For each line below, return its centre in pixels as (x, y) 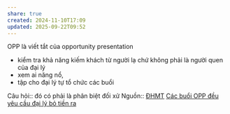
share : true (24, 14)
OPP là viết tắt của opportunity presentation (71, 47)
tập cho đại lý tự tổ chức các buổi (65, 83)
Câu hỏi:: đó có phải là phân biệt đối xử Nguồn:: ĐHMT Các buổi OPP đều (113, 96)
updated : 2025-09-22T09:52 (46, 27)
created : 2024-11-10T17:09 (46, 20)
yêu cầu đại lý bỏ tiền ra (42, 104)
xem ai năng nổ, (41, 75)
